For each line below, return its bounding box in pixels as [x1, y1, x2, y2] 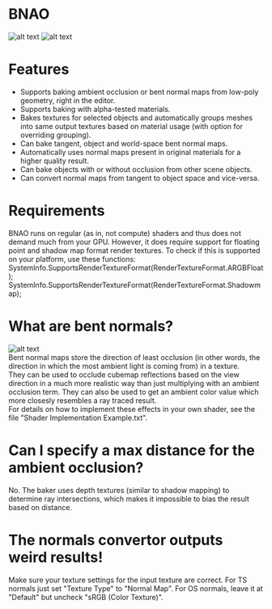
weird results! [8, 548, 104, 566]
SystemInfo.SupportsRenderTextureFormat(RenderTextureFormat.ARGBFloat [8, 263, 264, 272]
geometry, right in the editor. [19, 95, 116, 105]
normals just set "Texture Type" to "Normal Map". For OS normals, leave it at [8, 583, 263, 593]
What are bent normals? [8, 317, 174, 335]
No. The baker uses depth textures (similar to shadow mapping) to [8, 485, 230, 495]
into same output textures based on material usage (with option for [19, 121, 243, 131]
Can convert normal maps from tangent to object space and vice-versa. [19, 173, 260, 182]
